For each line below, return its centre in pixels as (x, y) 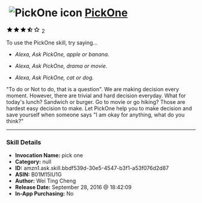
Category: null (33, 162)
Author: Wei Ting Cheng (45, 181)
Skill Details (24, 142)
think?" (15, 121)
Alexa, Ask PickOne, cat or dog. (54, 77)
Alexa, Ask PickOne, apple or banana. (62, 54)
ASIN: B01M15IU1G (38, 175)
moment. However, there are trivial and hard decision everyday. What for (96, 95)
